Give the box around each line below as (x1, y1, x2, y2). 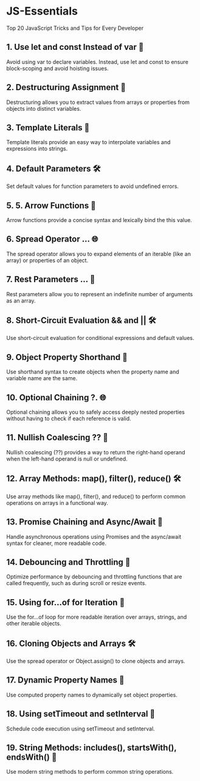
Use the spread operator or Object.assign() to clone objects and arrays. (6, 657, 185, 664)
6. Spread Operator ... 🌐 (6, 234, 98, 245)
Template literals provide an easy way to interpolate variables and (6, 139, 171, 146)
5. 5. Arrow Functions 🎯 (6, 200, 96, 210)
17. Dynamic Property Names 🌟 (6, 675, 125, 686)
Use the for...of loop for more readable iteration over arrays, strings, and (6, 613, 187, 621)
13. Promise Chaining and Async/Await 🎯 (6, 517, 163, 527)
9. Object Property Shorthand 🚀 (6, 352, 128, 363)
